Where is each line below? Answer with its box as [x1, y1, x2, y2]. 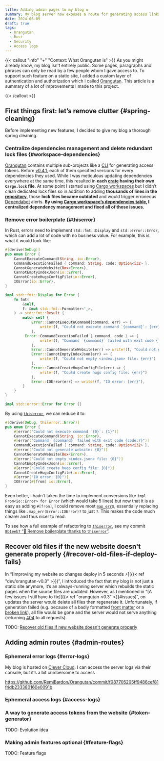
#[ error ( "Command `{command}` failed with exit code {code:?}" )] [14, 438, 150, 443]
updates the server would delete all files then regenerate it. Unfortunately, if [5, 599, 158, 605]
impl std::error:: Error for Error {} [5, 402, 82, 407]
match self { [22, 315, 49, 320]
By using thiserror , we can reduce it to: [5, 410, 86, 416]
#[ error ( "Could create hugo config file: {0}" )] [14, 465, 115, 471]
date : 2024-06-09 [5, 16, 41, 21]
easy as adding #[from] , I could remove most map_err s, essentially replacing [5, 503, 158, 509]
